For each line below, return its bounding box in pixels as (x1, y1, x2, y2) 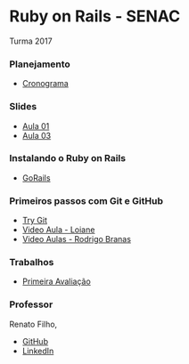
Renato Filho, (9, 319, 58, 329)
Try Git (21, 215, 47, 226)
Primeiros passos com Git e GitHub (9, 194, 163, 206)
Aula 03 (21, 130, 52, 141)
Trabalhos (9, 256, 54, 269)
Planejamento (9, 58, 71, 70)
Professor (9, 298, 53, 311)
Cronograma (21, 78, 69, 89)
